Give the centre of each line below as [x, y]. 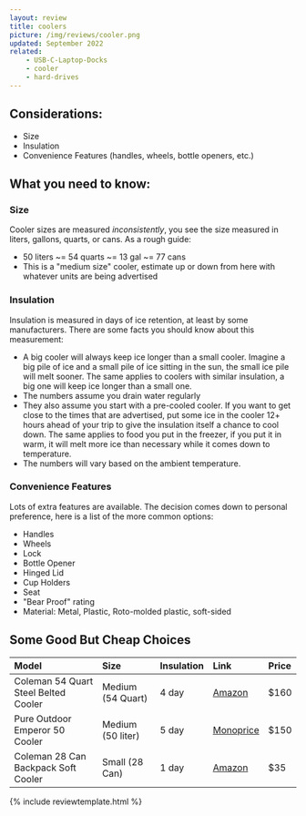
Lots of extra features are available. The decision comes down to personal [148, 506]
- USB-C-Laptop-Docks [66, 60]
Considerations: [56, 114]
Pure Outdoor [43, 719]
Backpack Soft [45, 768]
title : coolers [38, 26]
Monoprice [236, 729]
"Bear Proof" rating [59, 601]
